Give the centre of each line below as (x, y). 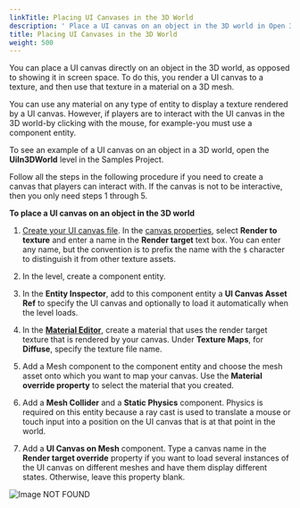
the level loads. (50, 313)
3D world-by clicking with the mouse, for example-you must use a (131, 123)
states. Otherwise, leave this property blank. (104, 477)
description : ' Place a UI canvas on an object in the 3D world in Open (147, 26)
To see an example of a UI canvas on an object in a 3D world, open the (139, 150)
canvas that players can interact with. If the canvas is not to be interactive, (146, 186)
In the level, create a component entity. (94, 276)
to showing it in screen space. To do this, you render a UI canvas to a (136, 78)
